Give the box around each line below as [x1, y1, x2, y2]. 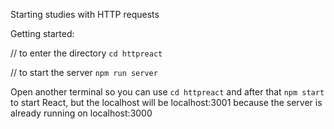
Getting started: [10, 28, 75, 39]
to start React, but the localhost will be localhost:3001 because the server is [10, 97, 323, 108]
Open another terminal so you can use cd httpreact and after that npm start [10, 86, 325, 98]
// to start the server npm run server [10, 67, 158, 78]
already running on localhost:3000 [10, 107, 153, 119]
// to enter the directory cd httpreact [10, 47, 163, 59]
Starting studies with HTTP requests [10, 9, 160, 20]
